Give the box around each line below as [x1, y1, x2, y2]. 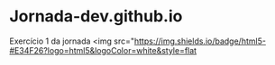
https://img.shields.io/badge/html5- [133, 36, 266, 46]
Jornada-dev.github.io [9, 6, 183, 27]
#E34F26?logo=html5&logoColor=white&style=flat [9, 45, 197, 55]
